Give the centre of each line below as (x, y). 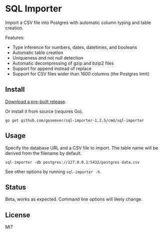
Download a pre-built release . (36, 101)
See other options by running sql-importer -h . (53, 171)
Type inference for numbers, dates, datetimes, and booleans (75, 47)
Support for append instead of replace (52, 68)
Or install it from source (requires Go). (44, 111)
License (18, 215)
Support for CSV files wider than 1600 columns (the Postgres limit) (81, 73)
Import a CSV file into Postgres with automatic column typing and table (78, 22)
